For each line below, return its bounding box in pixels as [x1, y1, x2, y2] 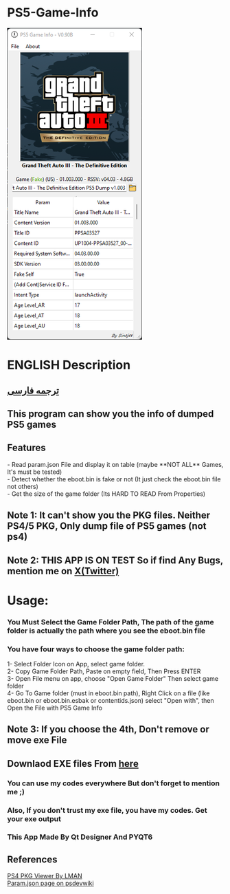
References [7, 853, 58, 865]
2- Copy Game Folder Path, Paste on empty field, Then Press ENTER [7, 667, 201, 675]
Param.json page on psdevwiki [7, 879, 94, 888]
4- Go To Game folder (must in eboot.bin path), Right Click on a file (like [7, 689, 210, 697]
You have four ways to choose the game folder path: [7, 644, 185, 654]
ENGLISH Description [7, 358, 131, 373]
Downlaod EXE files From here [7, 758, 139, 770]
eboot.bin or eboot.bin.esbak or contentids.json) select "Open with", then [7, 696, 214, 704]
